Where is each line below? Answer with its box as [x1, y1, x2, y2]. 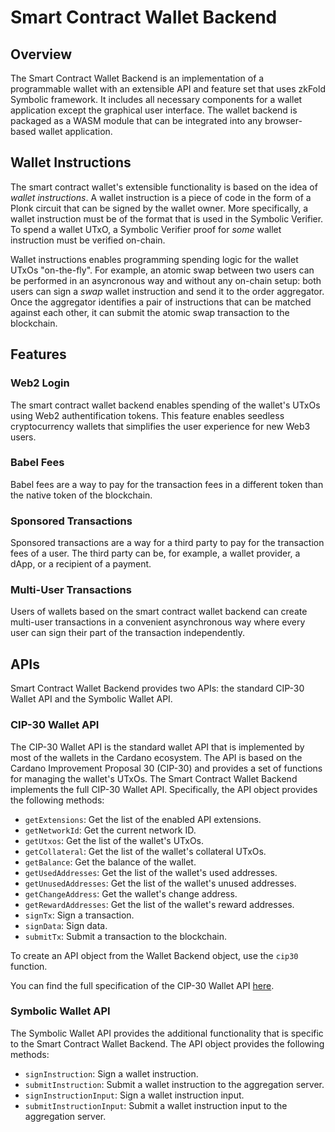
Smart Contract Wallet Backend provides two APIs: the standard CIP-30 [10, 682, 305, 695]
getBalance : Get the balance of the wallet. [24, 856, 197, 868]
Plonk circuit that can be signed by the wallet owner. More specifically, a [10, 202, 309, 214]
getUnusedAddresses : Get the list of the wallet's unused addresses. [24, 877, 297, 889]
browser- [264, 115, 303, 126]
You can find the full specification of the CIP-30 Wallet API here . [10, 979, 275, 991]
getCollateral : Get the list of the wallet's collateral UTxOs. [24, 845, 267, 857]
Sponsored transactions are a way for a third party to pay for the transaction [10, 537, 325, 549]
